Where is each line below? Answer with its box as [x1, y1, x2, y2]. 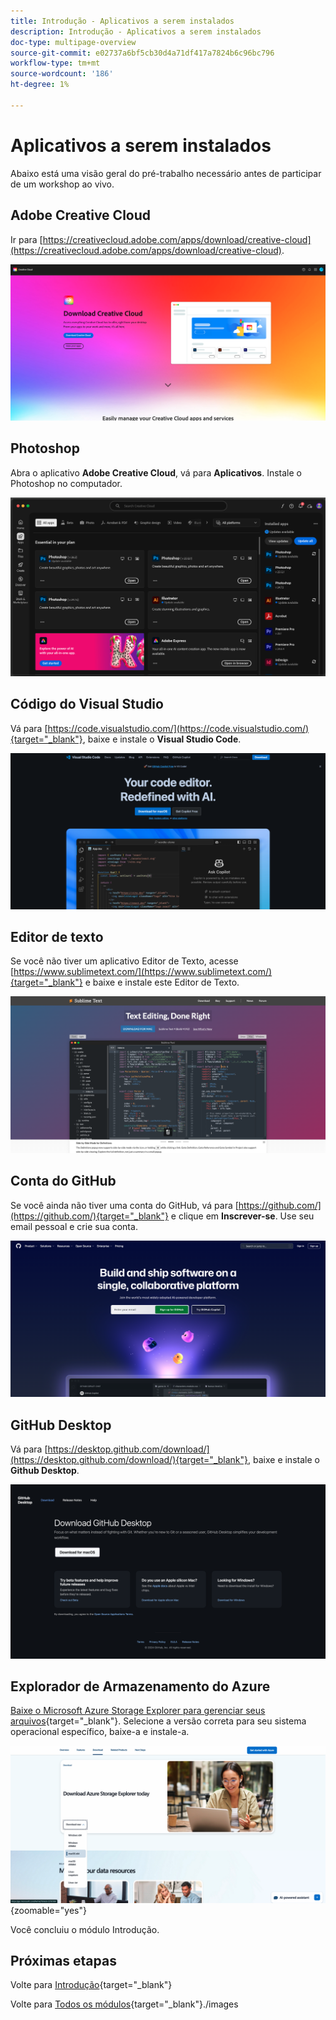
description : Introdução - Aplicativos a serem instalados [10, 26, 262, 37]
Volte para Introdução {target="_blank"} [10, 1979, 173, 1991]
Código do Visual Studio [10, 696, 164, 713]
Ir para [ [10, 233, 43, 245]
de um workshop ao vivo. [10, 178, 115, 190]
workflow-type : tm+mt [10, 58, 101, 69]
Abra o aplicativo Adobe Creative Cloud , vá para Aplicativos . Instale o [10, 466, 302, 479]
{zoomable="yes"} [10, 1904, 87, 1916]
